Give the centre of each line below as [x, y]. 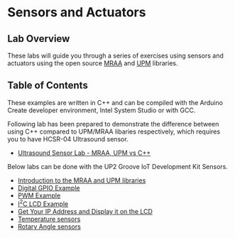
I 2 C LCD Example [43, 203]
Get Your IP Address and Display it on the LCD [85, 212]
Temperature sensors [49, 219]
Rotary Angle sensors [49, 227]
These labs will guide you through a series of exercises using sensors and [115, 55]
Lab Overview [39, 39]
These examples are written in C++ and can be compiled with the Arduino [115, 102]
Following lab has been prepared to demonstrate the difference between [113, 124]
